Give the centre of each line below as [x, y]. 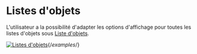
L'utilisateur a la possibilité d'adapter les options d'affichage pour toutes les [99, 27]
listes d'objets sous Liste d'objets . [48, 33]
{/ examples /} [63, 45]
